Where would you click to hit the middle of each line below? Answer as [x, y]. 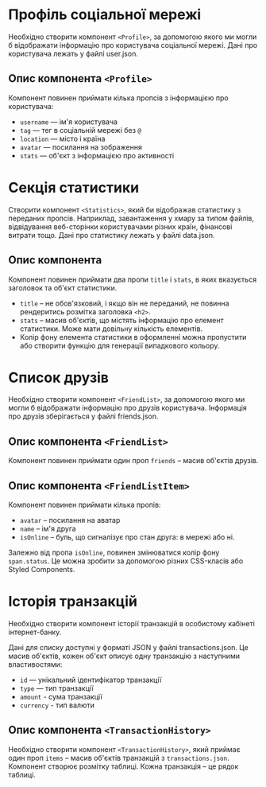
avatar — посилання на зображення [81, 147]
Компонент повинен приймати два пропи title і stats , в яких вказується [132, 279]
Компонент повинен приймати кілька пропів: [85, 505]
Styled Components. [42, 570]
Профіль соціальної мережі [105, 15]
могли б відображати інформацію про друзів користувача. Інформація [128, 408]
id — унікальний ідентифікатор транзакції [91, 680]
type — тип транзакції [56, 688]
